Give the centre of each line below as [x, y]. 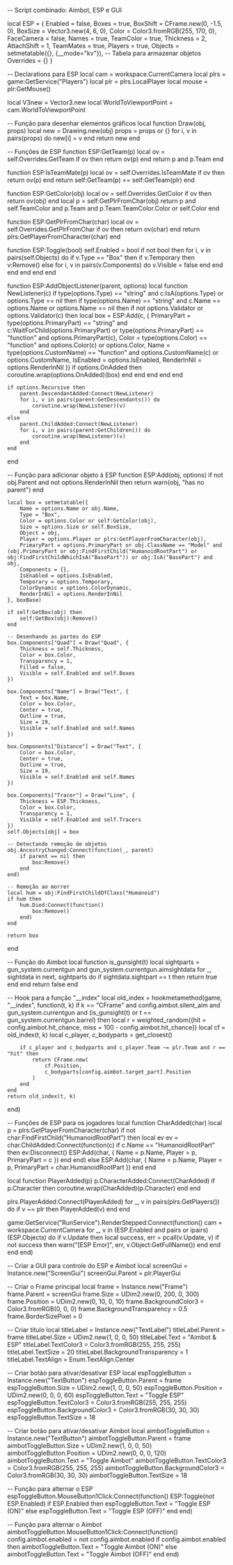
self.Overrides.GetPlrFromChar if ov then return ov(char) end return [104, 229]
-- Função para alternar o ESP [50, 1489]
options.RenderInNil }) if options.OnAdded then [75, 367]
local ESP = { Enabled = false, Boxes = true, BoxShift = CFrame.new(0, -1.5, [115, 23]
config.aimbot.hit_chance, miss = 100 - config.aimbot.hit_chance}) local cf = [116, 1027]
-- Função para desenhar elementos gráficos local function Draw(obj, [107, 123]
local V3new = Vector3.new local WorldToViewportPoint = [90, 102]
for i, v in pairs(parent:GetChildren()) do [85, 430]
